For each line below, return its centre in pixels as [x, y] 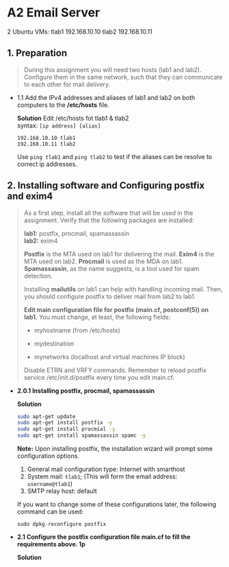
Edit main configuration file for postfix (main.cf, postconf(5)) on [116, 309]
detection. [38, 276]
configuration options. [48, 456]
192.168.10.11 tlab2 [46, 144]
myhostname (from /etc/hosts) [77, 330]
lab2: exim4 [41, 241]
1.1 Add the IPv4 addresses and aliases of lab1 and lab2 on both [106, 97]
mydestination [54, 343]
